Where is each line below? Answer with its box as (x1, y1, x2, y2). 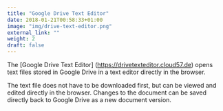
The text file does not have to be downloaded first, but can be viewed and (7, 82, 217, 89)
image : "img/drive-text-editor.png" (7, 23, 112, 29)
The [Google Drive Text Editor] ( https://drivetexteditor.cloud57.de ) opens (7, 61, 213, 69)
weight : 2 (7, 36, 36, 42)
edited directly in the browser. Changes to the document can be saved (7, 88, 207, 97)
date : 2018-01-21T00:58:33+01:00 (7, 16, 103, 23)
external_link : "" (7, 29, 60, 36)
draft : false (7, 42, 45, 49)
